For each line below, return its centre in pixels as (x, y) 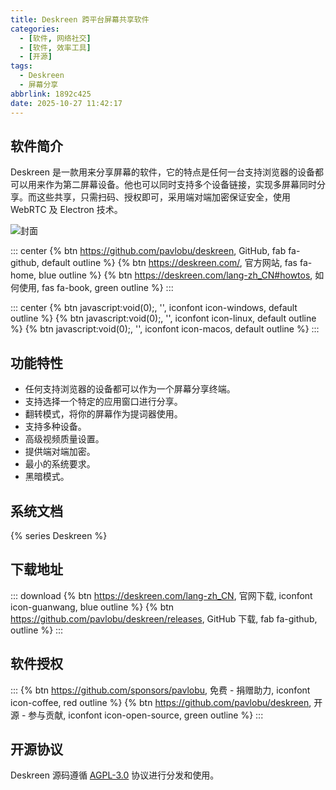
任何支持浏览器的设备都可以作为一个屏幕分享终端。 (130, 389)
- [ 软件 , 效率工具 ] (55, 47)
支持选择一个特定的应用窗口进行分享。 (103, 402)
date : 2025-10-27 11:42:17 (66, 103)
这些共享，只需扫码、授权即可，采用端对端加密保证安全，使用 (163, 197)
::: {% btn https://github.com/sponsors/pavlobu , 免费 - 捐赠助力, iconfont (160, 690)
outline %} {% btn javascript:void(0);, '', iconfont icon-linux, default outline (163, 318)
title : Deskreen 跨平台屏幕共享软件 (80, 19)
